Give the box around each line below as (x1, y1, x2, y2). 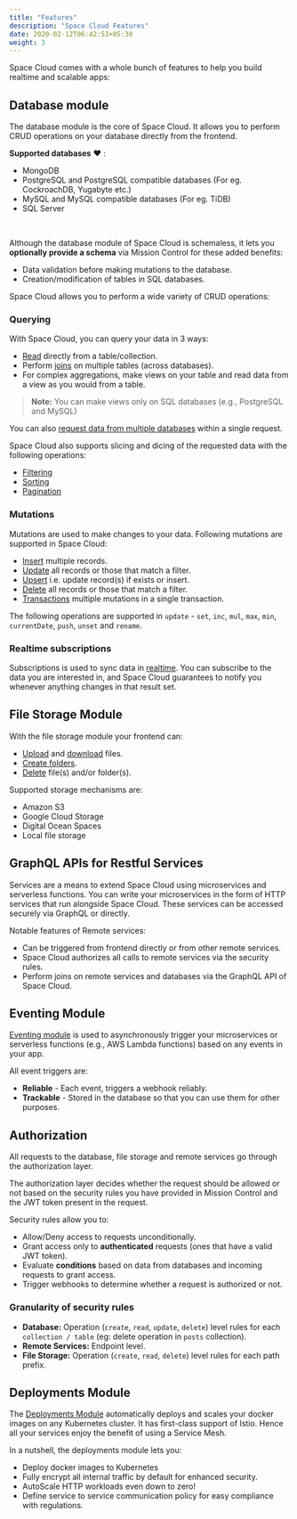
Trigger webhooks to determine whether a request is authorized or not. (21, 1279, 283, 1290)
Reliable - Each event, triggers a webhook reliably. (21, 1083, 208, 1094)
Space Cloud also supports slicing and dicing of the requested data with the (9, 440, 287, 451)
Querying (9, 313, 52, 325)
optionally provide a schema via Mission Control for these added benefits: (9, 247, 284, 258)
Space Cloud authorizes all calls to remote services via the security (21, 951, 269, 962)
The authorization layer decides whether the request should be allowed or (9, 1178, 280, 1189)
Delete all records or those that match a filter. (21, 584, 189, 594)
